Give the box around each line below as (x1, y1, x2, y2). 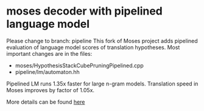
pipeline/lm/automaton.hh (15, 68, 80, 75)
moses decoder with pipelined (6, 4, 163, 18)
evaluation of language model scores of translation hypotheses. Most (6, 44, 180, 51)
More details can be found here (6, 98, 85, 106)
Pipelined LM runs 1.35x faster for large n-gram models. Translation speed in (6, 80, 199, 87)
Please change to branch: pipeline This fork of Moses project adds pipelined (6, 37, 198, 44)
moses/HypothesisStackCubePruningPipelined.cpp (15, 62, 144, 69)
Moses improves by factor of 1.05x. (6, 86, 95, 93)
